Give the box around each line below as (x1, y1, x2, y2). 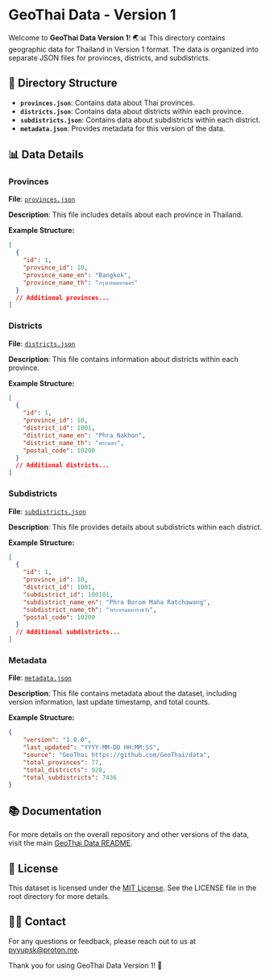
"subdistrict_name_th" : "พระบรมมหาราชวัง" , (23, 606, 157, 614)
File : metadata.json (8, 673, 73, 683)
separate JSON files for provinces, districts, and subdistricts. (8, 52, 211, 62)
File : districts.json (8, 339, 76, 348)
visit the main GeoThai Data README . (8, 839, 133, 848)
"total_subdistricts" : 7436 (23, 773, 117, 781)
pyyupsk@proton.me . (8, 945, 81, 955)
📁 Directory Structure (8, 77, 118, 90)
